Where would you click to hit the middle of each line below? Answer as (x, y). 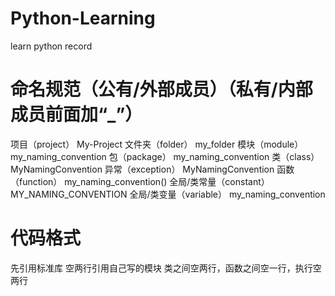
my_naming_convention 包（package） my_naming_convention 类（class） (165, 156)
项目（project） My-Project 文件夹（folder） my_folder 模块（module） (157, 144)
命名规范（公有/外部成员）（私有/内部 (161, 89)
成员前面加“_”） (76, 114)
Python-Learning (83, 18)
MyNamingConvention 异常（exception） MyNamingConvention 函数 (152, 169)
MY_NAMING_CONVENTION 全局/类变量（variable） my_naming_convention (168, 194)
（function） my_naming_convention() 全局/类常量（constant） (140, 181)
